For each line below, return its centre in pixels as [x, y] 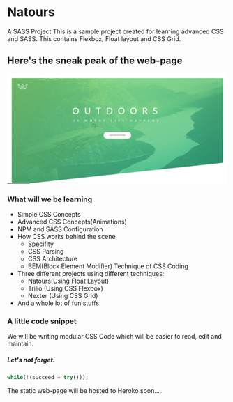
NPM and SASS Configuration [60, 229]
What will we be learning [50, 199]
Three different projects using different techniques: [91, 274]
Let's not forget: [31, 360]
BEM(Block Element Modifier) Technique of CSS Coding [108, 266]
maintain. [20, 344]
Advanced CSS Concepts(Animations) [72, 222]
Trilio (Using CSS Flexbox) [65, 288]
